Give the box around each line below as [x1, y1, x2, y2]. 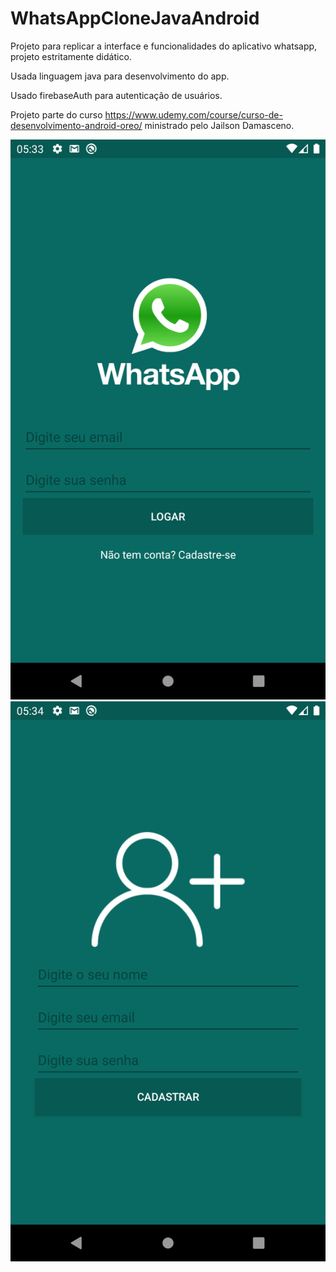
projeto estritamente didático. [10, 50, 132, 62]
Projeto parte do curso [10, 108, 103, 121]
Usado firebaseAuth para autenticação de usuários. [10, 89, 223, 101]
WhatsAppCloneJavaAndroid [10, 7, 260, 30]
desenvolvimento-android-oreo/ [10, 119, 143, 131]
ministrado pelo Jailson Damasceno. [144, 119, 295, 131]
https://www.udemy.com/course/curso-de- [104, 108, 283, 121]
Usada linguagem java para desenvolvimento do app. [10, 70, 230, 82]
